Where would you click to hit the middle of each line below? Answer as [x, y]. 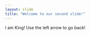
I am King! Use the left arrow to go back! [45, 27]
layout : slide [19, 9]
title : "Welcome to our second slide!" [45, 14]
